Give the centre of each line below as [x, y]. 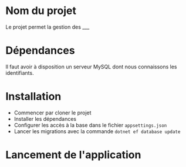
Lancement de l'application [73, 155]
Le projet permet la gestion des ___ [48, 27]
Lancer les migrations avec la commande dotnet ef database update [97, 131]
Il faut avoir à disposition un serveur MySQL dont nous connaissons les [91, 67]
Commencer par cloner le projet [53, 113]
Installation [33, 97]
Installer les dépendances [45, 119]
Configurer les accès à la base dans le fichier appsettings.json [90, 125]
